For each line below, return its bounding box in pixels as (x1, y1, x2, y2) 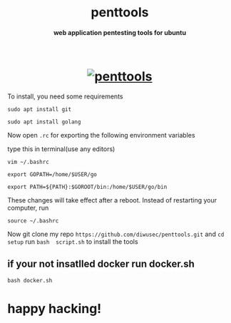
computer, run (7, 203, 49, 212)
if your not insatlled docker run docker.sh (7, 258, 195, 270)
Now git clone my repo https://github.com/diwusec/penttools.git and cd (7, 230, 225, 238)
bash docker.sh (7, 277, 53, 284)
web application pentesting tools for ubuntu (53, 28, 187, 36)
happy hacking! (7, 300, 102, 317)
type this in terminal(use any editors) (7, 144, 115, 153)
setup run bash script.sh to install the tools (7, 237, 138, 246)
